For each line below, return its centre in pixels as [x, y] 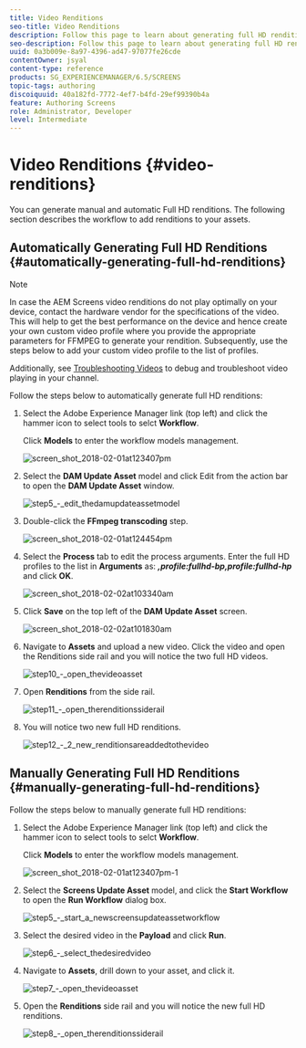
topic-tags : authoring [52, 86]
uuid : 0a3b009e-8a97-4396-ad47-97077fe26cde [95, 52]
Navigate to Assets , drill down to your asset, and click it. [128, 970]
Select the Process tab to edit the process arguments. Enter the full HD [156, 556]
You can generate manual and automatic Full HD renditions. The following [147, 210]
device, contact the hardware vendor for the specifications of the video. [144, 311]
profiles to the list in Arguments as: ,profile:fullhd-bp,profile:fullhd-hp [157, 566]
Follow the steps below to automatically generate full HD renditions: [136, 395]
